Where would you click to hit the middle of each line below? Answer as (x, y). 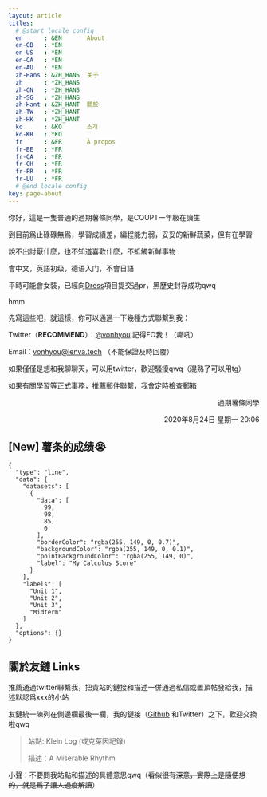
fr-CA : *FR (39, 156)
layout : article (35, 16)
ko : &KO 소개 (57, 127)
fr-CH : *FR (39, 164)
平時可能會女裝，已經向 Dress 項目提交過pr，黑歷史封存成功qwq (112, 285)
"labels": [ (42, 584)
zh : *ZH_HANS (48, 82)
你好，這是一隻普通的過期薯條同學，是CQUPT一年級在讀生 (104, 217)
